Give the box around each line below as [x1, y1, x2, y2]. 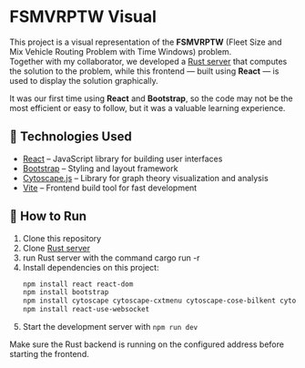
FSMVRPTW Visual [9, 6, 158, 27]
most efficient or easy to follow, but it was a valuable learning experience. [9, 102, 286, 113]
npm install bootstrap [22, 288, 109, 297]
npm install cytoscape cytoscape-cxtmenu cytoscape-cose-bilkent [22, 296, 276, 306]
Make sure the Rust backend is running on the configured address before [9, 339, 285, 350]
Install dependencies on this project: [22, 261, 159, 272]
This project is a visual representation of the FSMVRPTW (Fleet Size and [9, 36, 282, 47]
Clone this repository [22, 232, 102, 243]
